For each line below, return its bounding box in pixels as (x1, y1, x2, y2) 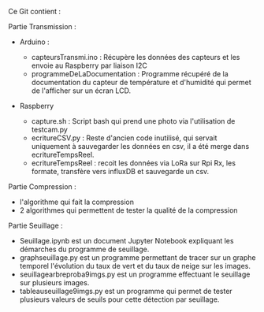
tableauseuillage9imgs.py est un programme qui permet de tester (19, 287, 232, 295)
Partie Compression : (8, 182, 76, 191)
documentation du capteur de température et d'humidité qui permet (31, 78, 252, 87)
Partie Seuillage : (8, 221, 63, 230)
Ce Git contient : (8, 7, 61, 16)
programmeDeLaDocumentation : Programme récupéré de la (31, 69, 229, 78)
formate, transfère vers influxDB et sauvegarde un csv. (31, 167, 210, 176)
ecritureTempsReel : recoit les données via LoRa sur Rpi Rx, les (31, 158, 236, 168)
